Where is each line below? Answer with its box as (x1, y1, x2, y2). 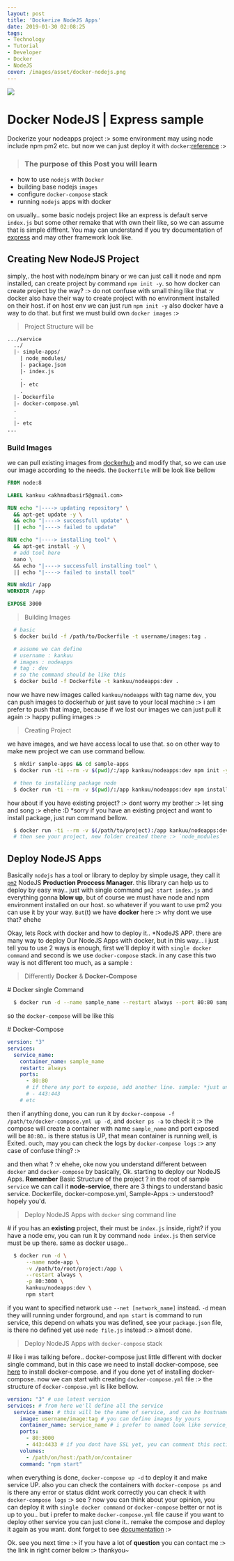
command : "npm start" (19, 1460, 82, 1468)
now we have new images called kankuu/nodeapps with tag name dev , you (7, 691, 217, 699)
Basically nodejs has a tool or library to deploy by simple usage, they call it (7, 871, 221, 879)
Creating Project (24, 726, 72, 735)
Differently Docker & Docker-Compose (24, 972, 138, 980)
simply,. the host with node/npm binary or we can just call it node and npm (7, 272, 221, 280)
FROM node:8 (7, 479, 42, 486)
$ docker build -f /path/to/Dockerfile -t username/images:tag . (13, 633, 208, 640)
